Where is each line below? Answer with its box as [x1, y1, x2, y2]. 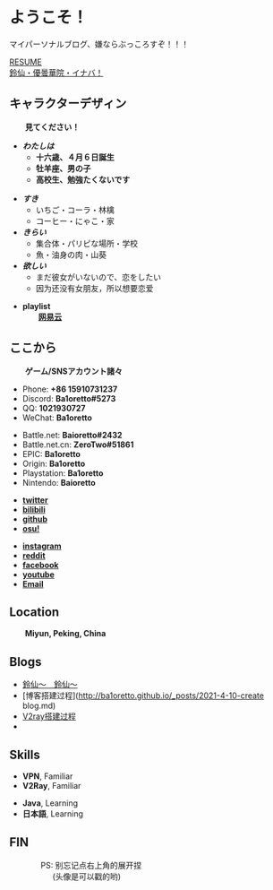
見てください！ [25, 121, 81, 132]
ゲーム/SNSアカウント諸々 [25, 366, 124, 376]
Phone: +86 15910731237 [21, 384, 118, 394]
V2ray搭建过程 [21, 711, 76, 722]
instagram [21, 540, 62, 551]
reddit [21, 549, 47, 560]
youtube [21, 569, 55, 580]
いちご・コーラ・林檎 [35, 204, 115, 215]
